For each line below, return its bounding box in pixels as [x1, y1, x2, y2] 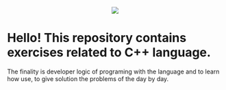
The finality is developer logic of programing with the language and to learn [7, 67, 220, 76]
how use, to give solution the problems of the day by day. [7, 74, 169, 82]
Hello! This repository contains [7, 30, 187, 46]
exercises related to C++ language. [7, 45, 211, 60]
